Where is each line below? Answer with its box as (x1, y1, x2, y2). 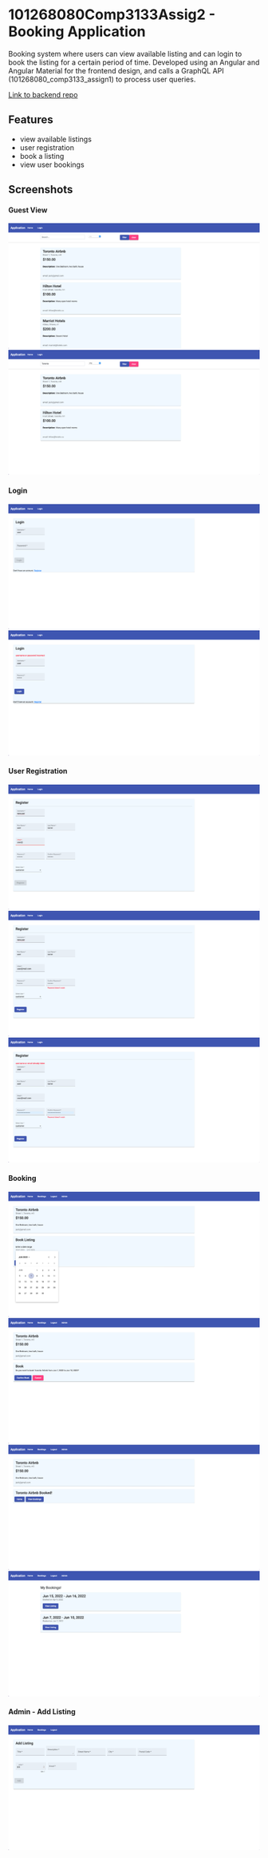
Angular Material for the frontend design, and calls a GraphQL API (8, 65, 225, 75)
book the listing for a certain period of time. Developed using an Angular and (8, 57, 260, 67)
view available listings (19, 134, 92, 144)
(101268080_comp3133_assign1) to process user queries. (8, 74, 196, 84)
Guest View (8, 205, 48, 215)
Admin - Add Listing (8, 1707, 76, 1717)
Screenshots (8, 183, 73, 196)
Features (8, 113, 53, 127)
